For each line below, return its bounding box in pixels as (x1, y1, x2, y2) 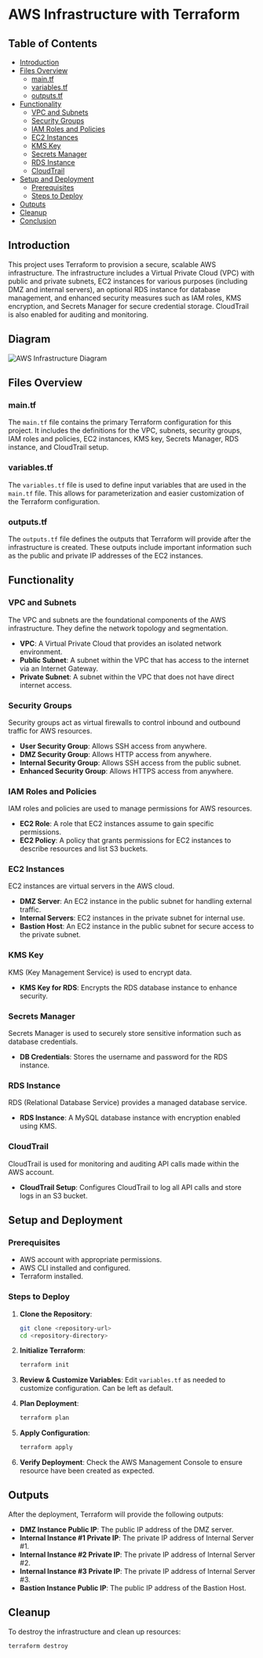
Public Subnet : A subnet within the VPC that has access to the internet (19, 655, 250, 664)
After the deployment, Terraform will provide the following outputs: (8, 1510, 224, 1519)
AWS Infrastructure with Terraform (8, 5, 241, 24)
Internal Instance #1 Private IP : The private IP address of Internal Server (19, 1533, 254, 1543)
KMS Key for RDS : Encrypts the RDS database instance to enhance (19, 983, 238, 992)
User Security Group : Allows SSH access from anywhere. (19, 741, 207, 751)
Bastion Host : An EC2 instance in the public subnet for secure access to (19, 921, 254, 931)
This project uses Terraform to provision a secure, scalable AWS (8, 259, 217, 269)
